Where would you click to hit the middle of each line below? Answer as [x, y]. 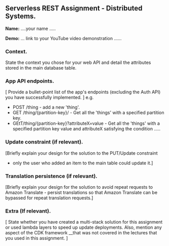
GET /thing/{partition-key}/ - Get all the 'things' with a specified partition [88, 113]
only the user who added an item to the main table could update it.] [83, 163]
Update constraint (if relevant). [44, 142]
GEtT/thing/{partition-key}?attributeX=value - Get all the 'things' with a [86, 123]
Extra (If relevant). [28, 211]
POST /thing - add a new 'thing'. [46, 107]
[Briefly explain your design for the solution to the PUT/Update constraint [82, 153]
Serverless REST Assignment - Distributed [74, 8]
